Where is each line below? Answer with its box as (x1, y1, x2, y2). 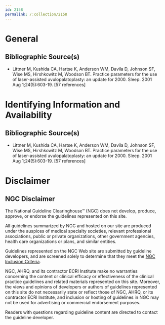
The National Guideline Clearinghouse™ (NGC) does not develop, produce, (5, 208, 157, 214)
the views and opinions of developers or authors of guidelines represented (5, 284, 157, 289)
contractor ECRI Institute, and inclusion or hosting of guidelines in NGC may (5, 294, 159, 300)
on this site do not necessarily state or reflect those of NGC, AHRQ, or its (5, 289, 153, 295)
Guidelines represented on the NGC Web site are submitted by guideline (5, 248, 152, 254)
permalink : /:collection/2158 (5, 12, 68, 17)
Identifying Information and (5, 99, 120, 110)
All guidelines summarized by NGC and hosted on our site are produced (5, 223, 152, 229)
